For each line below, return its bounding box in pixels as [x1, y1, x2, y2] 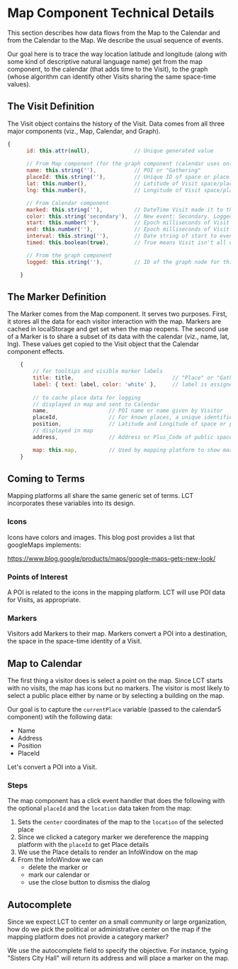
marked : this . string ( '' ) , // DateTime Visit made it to [25, 206, 223, 214]
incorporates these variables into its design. [7, 499, 135, 508]
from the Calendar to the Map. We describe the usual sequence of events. [7, 35, 224, 44]
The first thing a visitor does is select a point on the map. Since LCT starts [7, 676, 223, 685]
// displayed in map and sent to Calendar [33, 401, 160, 408]
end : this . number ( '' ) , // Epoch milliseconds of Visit [25, 226, 230, 233]
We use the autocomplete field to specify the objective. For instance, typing [7, 946, 229, 955]
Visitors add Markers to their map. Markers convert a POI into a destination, [7, 629, 228, 638]
